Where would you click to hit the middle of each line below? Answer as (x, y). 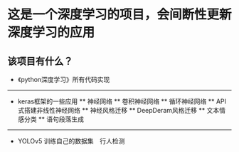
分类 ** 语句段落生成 (54, 119)
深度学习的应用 (51, 32)
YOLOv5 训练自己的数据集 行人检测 (71, 141)
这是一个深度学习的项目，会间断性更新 (120, 15)
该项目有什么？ (40, 61)
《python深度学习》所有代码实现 (64, 80)
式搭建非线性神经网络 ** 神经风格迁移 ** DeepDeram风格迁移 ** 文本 (118, 110)
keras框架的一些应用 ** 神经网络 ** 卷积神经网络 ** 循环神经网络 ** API (122, 101)
